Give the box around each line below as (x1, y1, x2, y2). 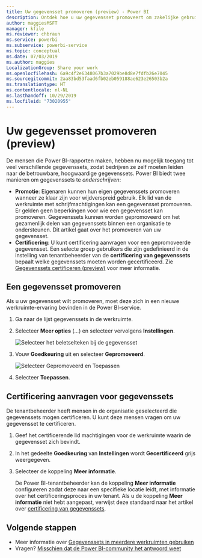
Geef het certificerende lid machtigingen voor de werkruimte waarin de (14, 432, 191, 439)
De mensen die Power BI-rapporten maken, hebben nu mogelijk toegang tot (6, 157, 194, 164)
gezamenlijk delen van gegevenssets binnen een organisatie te (14, 219, 171, 227)
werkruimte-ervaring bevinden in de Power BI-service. (6, 304, 141, 311)
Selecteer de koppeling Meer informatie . (14, 468, 117, 475)
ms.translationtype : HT (6, 82, 66, 88)
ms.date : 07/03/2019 (6, 54, 58, 60)
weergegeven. (14, 456, 51, 464)
